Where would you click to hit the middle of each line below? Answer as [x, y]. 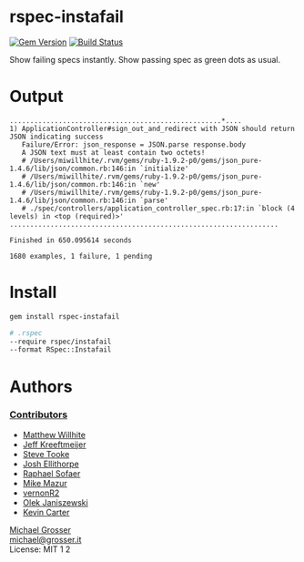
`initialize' [164, 169]
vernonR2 [41, 493]
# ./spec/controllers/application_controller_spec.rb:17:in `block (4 [158, 208]
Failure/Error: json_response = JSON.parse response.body [134, 144]
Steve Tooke [46, 454]
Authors [41, 387]
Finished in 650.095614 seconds [71, 240]
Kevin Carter [46, 512]
